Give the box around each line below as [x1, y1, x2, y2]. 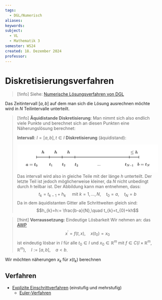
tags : [5, 8, 16, 13]
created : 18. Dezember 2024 [5, 48, 62, 53]
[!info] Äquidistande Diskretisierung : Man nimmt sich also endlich [16, 115, 150, 121]
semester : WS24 [5, 44, 36, 48]
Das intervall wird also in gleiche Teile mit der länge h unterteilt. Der [16, 173, 152, 179]
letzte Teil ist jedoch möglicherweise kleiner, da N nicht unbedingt [16, 178, 149, 184]
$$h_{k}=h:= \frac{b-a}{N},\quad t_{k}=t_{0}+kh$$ [36, 207, 139, 213]
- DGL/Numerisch [9, 13, 42, 18]
